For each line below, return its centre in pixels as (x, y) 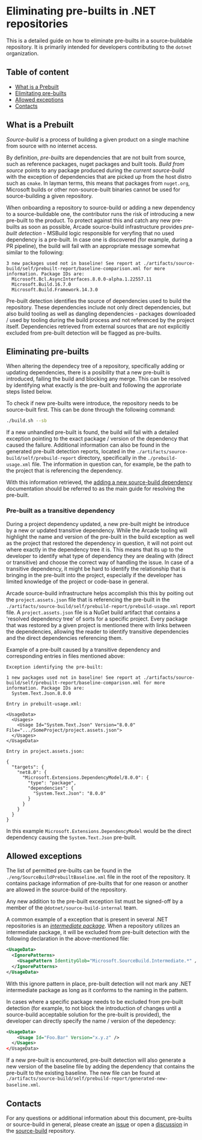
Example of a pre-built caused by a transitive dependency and (83, 649)
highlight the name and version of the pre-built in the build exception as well (100, 536)
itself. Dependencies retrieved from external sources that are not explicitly (98, 326)
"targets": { (28, 767)
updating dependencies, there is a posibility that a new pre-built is (88, 373)
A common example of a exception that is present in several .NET (87, 920)
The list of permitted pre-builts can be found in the (69, 870)
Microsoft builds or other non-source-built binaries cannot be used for (93, 189)
